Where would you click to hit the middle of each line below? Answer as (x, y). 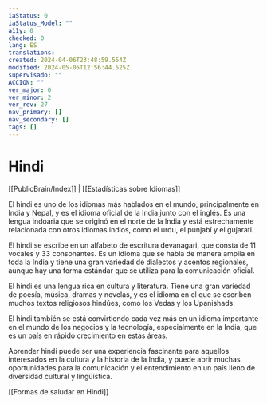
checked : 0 (26, 38)
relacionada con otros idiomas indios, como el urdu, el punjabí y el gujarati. (131, 229)
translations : (32, 53)
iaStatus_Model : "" (41, 23)
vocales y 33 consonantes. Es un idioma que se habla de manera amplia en (132, 253)
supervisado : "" (35, 75)
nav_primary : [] (35, 113)
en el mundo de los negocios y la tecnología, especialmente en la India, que (133, 327)
